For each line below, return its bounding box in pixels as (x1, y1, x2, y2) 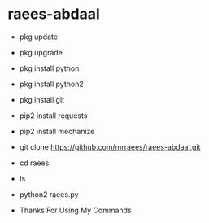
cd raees (19, 158, 50, 168)
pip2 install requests (19, 111, 88, 120)
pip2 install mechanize (19, 126, 95, 136)
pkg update (19, 32, 59, 42)
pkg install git (19, 94, 65, 104)
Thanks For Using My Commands (19, 205, 132, 215)
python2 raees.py (19, 189, 79, 199)
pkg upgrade (19, 47, 63, 57)
